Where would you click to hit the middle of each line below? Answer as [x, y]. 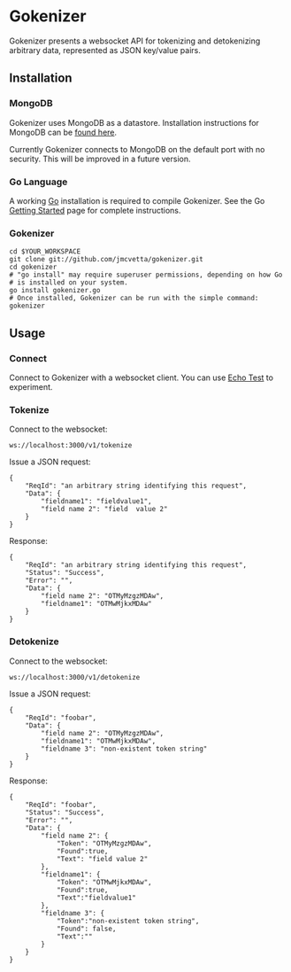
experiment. [31, 386]
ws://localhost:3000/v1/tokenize [71, 446]
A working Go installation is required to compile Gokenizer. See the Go [137, 200]
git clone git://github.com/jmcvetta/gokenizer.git [106, 260]
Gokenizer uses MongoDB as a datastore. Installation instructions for [134, 122]
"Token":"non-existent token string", [128, 921]
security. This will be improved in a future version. [100, 159]
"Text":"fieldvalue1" [96, 898]
